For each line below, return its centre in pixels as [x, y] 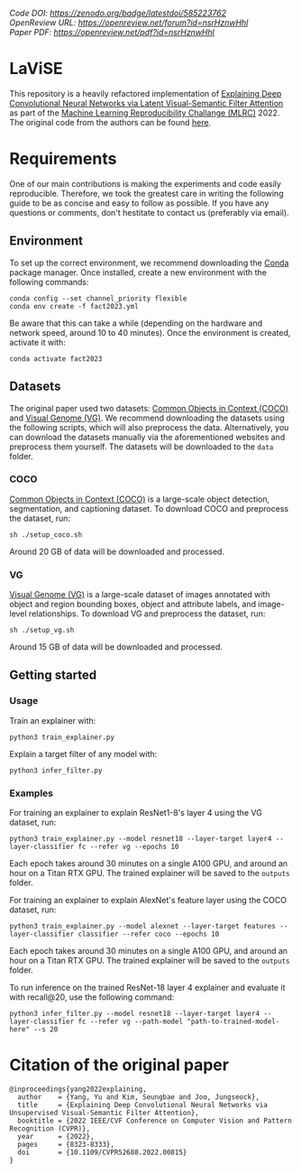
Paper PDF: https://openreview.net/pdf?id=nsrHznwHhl [112, 32]
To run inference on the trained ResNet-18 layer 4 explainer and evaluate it [147, 988]
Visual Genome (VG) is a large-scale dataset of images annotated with [140, 595]
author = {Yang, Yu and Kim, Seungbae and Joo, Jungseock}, [138, 1097]
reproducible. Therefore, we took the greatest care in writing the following [146, 193]
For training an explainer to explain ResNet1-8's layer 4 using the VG [136, 813]
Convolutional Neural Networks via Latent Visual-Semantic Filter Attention [146, 103]
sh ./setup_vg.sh [42, 631]
